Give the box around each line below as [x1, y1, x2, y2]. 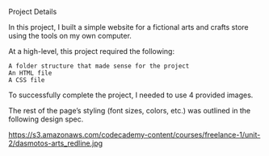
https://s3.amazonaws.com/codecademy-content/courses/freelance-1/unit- [8, 130, 261, 139]
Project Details [8, 7, 57, 16]
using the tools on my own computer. [8, 31, 132, 40]
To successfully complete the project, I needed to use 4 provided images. [8, 90, 254, 100]
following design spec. [8, 114, 84, 124]
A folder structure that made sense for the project [8, 62, 190, 70]
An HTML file [8, 69, 53, 77]
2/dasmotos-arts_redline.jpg [8, 138, 103, 148]
